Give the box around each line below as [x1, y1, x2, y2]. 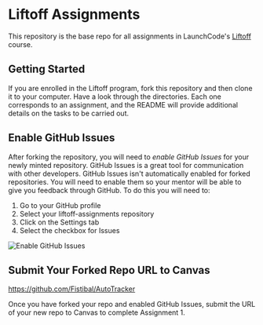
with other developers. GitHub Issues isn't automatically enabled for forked [8, 169, 251, 178]
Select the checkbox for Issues [19, 225, 120, 235]
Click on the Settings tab [19, 217, 100, 227]
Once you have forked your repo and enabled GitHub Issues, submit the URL [8, 300, 256, 309]
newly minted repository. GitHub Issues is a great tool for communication [8, 160, 244, 170]
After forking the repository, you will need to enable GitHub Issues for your [8, 152, 250, 162]
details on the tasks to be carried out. [8, 108, 130, 118]
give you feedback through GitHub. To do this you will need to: [8, 185, 210, 195]
